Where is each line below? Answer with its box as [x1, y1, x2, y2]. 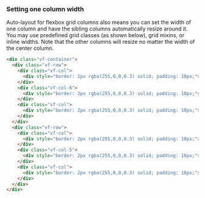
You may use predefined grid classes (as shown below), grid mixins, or [6, 32, 185, 39]
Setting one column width [6, 5, 84, 13]
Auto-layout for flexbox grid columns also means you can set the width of [6, 19, 191, 26]
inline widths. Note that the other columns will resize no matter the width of [6, 38, 195, 46]
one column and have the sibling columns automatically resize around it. [6, 25, 188, 32]
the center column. [6, 44, 54, 52]
